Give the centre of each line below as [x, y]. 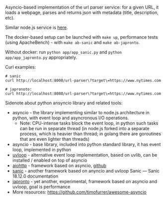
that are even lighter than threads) [55, 139]
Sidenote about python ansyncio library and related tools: [64, 103]
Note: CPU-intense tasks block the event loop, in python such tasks [89, 123]
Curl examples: [21, 67]
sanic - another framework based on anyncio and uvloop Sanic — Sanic [86, 171]
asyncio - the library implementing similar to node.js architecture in [81, 112]
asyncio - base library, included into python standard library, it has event [86, 144]
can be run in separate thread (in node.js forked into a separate [84, 128]
